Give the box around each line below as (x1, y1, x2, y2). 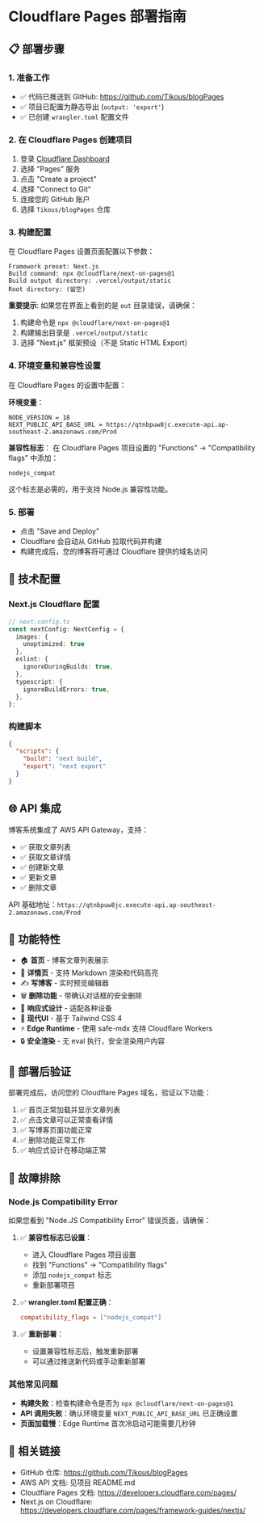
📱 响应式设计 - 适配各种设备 (19, 1003, 113, 1013)
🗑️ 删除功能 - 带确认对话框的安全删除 (19, 991, 143, 1001)
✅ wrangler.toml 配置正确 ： (19, 1297, 114, 1306)
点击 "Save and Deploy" (19, 526, 99, 536)
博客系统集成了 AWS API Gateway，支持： (8, 825, 149, 834)
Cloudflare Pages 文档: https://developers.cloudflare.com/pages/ (19, 1487, 237, 1497)
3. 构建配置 (8, 227, 52, 238)
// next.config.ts (8, 618, 70, 626)
